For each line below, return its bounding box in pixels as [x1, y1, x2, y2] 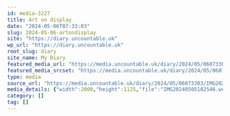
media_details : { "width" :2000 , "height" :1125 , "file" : [7, 86, 161, 93]
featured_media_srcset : [7, 67, 75, 74]
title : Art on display [7, 16, 72, 23]
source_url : [7, 80, 41, 87]
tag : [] [7, 99, 29, 106]
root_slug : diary [7, 48, 57, 55]
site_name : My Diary [7, 55, 66, 61]
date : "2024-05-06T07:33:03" [7, 23, 90, 29]
